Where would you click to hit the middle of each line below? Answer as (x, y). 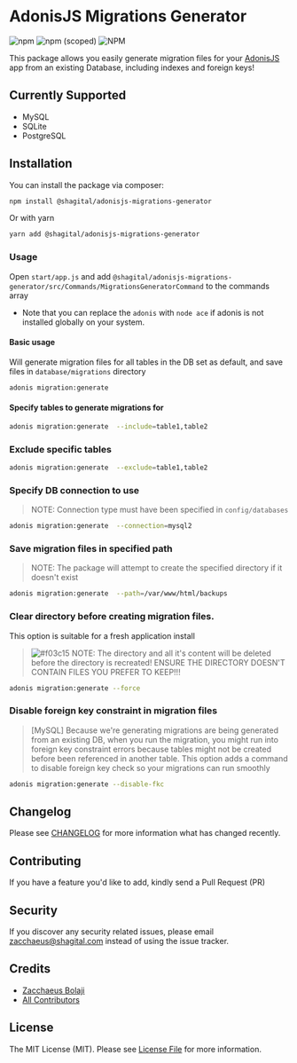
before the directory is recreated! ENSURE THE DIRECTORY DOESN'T (158, 662)
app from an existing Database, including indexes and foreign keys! (132, 67)
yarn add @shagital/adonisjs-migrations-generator (105, 234)
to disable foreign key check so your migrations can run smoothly (150, 768)
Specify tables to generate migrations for (86, 408)
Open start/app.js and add (60, 276)
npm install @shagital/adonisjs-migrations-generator (111, 201)
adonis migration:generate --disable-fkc (87, 784)
